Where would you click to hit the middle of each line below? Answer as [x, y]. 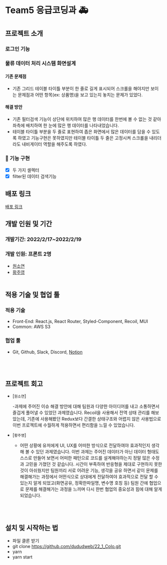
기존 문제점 [16, 76]
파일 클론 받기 [26, 541]
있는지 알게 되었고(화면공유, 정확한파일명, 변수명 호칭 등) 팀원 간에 [84, 483]
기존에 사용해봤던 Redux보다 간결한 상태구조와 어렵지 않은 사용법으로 [94, 419]
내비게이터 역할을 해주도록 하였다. [54, 144]
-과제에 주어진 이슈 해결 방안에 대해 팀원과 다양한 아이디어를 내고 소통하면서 [86, 406]
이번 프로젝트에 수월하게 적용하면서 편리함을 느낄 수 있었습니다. [74, 425]
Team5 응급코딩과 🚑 [47, 10]
